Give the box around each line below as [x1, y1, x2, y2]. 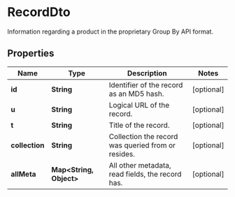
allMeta [10, 169, 36, 179]
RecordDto [7, 4, 71, 20]
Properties [7, 48, 55, 59]
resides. [108, 149, 135, 159]
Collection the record [108, 131, 178, 141]
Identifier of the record [108, 80, 183, 89]
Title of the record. [108, 120, 170, 130]
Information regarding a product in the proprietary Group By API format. [7, 27, 214, 36]
